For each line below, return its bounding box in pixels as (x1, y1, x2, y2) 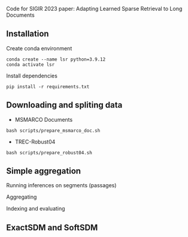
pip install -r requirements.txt (6, 83, 90, 89)
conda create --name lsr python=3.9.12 (6, 56, 106, 62)
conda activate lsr (6, 61, 55, 68)
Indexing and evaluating (6, 205, 65, 212)
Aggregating (6, 193, 37, 200)
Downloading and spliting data (6, 100, 123, 110)
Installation (6, 29, 49, 39)
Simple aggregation (6, 166, 81, 176)
